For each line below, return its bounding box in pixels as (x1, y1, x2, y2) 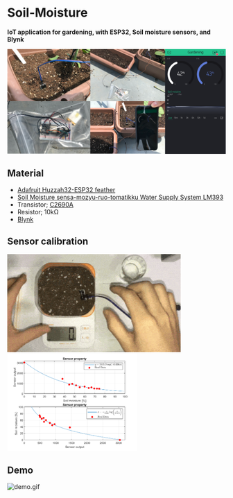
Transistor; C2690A (17, 200, 74, 209)
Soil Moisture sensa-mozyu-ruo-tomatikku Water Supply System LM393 (17, 193, 224, 202)
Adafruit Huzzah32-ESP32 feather (17, 186, 116, 194)
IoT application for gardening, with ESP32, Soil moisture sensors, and (7, 28, 212, 36)
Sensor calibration (7, 235, 89, 247)
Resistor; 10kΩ (17, 208, 59, 216)
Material (7, 167, 44, 179)
